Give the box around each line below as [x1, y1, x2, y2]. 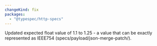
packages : [5, 12, 26, 17]
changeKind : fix [5, 7, 39, 12]
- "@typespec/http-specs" [9, 16, 64, 21]
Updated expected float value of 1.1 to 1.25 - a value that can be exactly [5, 30, 152, 36]
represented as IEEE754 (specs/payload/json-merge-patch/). [5, 35, 132, 41]
